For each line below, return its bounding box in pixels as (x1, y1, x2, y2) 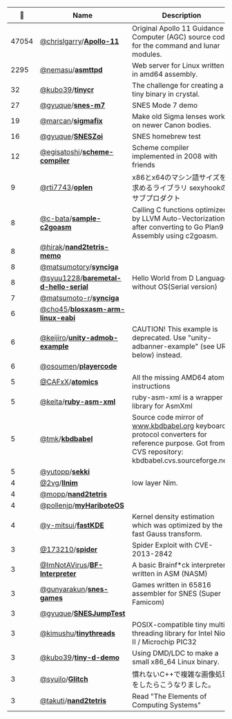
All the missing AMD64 (132, 373, 206, 382)
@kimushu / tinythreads (39, 628, 115, 638)
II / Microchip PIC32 (132, 637, 197, 646)
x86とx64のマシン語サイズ (132, 173, 220, 182)
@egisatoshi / (39, 147, 83, 156)
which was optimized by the (132, 521, 223, 530)
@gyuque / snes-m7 (39, 100, 106, 110)
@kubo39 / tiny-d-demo (39, 653, 119, 662)
